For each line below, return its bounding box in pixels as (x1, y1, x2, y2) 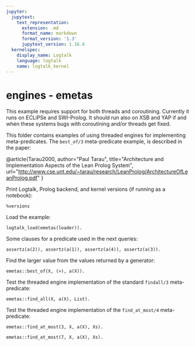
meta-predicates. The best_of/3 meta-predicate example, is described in (6, 138, 183, 145)
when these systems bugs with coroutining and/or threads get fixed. (6, 120, 171, 127)
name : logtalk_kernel (16, 63, 69, 69)
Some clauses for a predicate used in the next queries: (6, 236, 138, 243)
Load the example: (6, 214, 51, 221)
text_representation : (16, 19, 69, 25)
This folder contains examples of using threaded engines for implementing (6, 132, 186, 139)
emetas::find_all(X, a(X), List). (6, 296, 91, 303)
